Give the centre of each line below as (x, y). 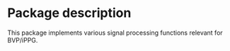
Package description (69, 13)
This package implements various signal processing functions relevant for (115, 33)
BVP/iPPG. (23, 40)
